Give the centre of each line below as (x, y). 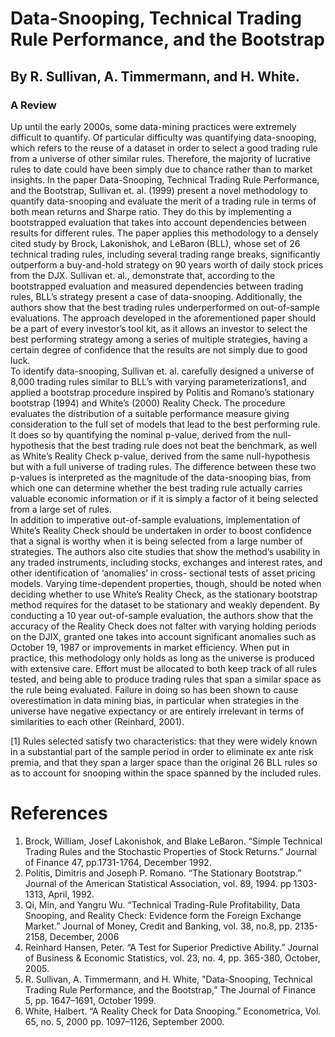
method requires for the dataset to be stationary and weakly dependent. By (165, 604)
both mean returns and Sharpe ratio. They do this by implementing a (151, 211)
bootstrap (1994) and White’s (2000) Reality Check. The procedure (148, 403)
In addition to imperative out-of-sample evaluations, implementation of (155, 519)
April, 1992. (71, 894)
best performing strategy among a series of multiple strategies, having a (159, 339)
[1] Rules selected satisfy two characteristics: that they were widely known (164, 741)
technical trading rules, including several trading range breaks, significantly (165, 254)
